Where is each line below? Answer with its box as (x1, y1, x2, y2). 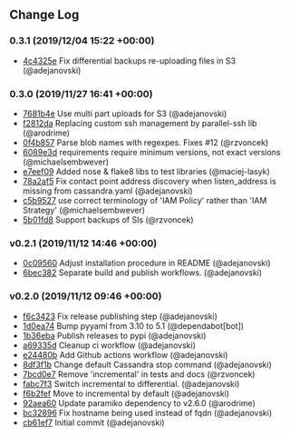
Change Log (9, 7, 80, 23)
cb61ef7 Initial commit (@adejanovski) (22, 417, 165, 428)
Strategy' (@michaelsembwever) (22, 204, 146, 215)
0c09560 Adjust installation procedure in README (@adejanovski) (22, 258, 271, 269)
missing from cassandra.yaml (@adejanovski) (22, 185, 193, 196)
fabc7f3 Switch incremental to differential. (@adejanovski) (22, 378, 240, 389)
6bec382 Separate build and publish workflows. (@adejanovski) (22, 267, 263, 278)
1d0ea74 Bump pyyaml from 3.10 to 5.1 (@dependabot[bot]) (22, 320, 245, 331)
